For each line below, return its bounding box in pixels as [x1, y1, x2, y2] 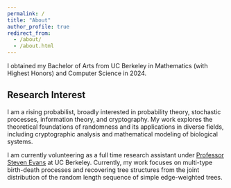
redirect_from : [7, 29, 51, 37]
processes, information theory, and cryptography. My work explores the [7, 115, 213, 123]
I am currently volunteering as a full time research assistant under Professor [7, 150, 224, 159]
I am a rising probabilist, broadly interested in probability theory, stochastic [7, 107, 221, 116]
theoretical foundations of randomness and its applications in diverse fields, [7, 123, 224, 131]
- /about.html [13, 42, 54, 49]
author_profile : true [7, 23, 70, 30]
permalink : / [7, 10, 45, 17]
